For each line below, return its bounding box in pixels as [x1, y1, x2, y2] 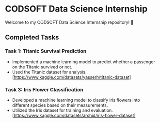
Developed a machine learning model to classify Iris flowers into [12, 97, 140, 103]
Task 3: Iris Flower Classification [5, 86, 84, 93]
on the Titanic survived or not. [12, 64, 73, 69]
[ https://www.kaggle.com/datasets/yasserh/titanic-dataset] [12, 74, 131, 80]
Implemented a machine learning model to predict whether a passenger [12, 59, 155, 65]
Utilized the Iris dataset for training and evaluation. [12, 107, 113, 113]
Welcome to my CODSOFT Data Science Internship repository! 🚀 [5, 19, 134, 25]
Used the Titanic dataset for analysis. [12, 69, 87, 75]
